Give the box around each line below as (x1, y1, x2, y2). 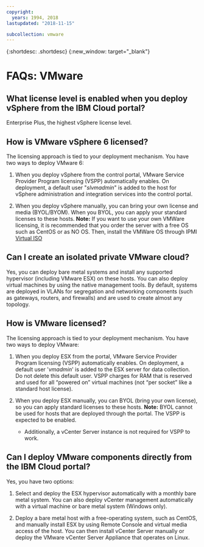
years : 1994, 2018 (12, 15, 59, 21)
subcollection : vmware (6, 31, 64, 37)
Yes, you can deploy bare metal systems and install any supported (6, 268, 173, 276)
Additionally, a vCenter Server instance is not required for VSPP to (24, 428, 191, 435)
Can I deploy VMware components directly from (6, 452, 192, 462)
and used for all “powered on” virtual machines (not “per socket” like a (15, 378, 192, 386)
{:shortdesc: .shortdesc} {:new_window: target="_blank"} (6, 48, 150, 55)
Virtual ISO (15, 235, 43, 242)
